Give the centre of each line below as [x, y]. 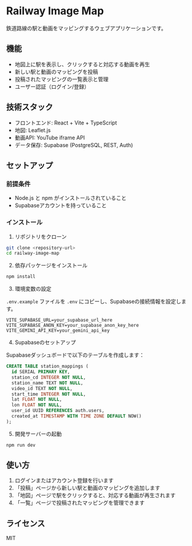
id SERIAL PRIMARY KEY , [41, 372]
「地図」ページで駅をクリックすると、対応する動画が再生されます [95, 495]
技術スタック [30, 107]
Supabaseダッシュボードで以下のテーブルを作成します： [76, 355]
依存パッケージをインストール [51, 266]
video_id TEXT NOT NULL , [42, 388]
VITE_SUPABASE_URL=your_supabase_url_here [59, 320]
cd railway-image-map [33, 253]
